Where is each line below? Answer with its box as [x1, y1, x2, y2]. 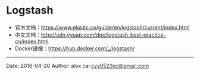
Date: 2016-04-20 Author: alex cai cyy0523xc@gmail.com [6, 62, 149, 69]
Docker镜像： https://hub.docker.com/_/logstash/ [14, 45, 135, 52]
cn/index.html [14, 38, 49, 45]
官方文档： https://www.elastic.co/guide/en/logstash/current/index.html [14, 24, 190, 31]
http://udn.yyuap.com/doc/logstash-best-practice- [40, 31, 166, 38]
